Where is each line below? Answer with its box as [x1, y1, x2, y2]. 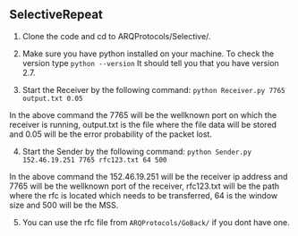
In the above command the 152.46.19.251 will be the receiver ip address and [9, 171, 288, 181]
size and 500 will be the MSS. [9, 199, 119, 210]
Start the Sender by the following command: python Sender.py [21, 146, 252, 156]
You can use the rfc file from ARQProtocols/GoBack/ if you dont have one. [21, 216, 290, 227]
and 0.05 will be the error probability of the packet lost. [9, 129, 213, 139]
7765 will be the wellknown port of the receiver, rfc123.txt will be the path [9, 181, 280, 191]
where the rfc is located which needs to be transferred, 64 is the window [9, 190, 278, 200]
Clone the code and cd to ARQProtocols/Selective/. [21, 30, 211, 41]
